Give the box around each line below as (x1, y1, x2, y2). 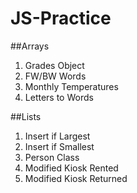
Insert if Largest (24, 130, 91, 142)
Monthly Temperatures (24, 80, 119, 92)
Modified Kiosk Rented (24, 162, 119, 174)
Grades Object (24, 59, 85, 71)
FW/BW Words (24, 70, 87, 82)
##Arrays (10, 40, 50, 52)
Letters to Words (24, 91, 94, 103)
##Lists (10, 110, 42, 122)
